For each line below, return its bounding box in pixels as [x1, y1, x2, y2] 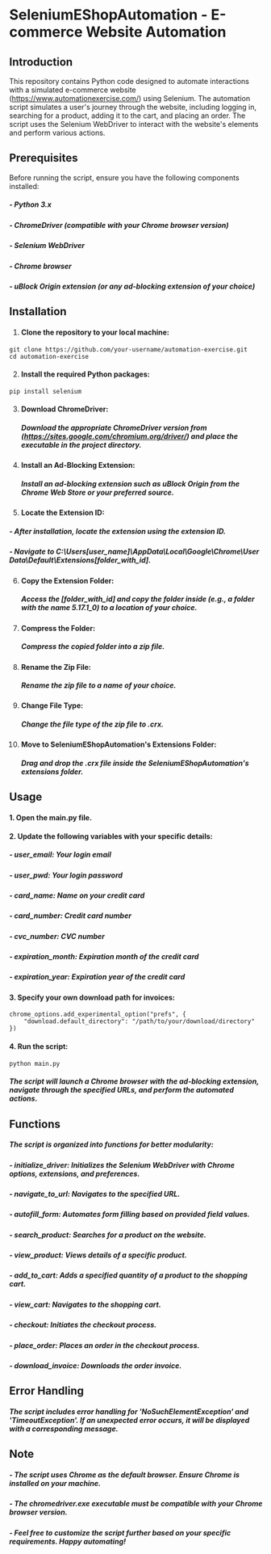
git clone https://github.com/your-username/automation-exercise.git [9, 345, 248, 353]
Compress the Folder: [20, 623, 96, 633]
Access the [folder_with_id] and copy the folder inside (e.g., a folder [20, 594, 255, 604]
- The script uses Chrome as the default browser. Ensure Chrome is [9, 1469, 240, 1480]
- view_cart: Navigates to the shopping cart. [9, 1299, 162, 1309]
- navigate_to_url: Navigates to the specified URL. [9, 1189, 181, 1198]
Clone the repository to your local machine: [20, 327, 170, 337]
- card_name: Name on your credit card [9, 891, 145, 900]
